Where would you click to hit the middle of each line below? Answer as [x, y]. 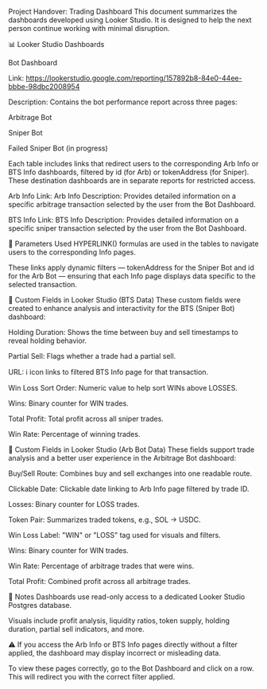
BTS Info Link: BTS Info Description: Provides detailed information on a [124, 220]
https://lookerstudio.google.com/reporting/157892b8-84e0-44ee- [134, 78]
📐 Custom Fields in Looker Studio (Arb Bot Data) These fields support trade [132, 450]
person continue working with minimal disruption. [89, 28]
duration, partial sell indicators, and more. [76, 629]
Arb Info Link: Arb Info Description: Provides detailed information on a [122, 196]
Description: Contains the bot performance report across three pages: [123, 102]
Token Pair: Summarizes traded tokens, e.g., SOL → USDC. [104, 520]
